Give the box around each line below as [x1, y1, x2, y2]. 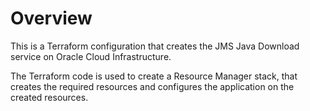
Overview [10, 7, 93, 30]
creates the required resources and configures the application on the [10, 80, 295, 92]
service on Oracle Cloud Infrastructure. [10, 50, 172, 62]
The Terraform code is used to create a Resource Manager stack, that [10, 70, 298, 82]
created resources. [10, 91, 89, 103]
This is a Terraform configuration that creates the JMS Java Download [10, 40, 300, 52]
